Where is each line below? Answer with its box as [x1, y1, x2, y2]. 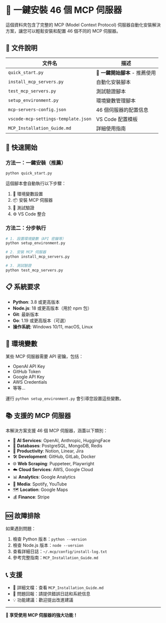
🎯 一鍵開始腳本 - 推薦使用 [96, 69, 156, 76]
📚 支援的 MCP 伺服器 [5, 411, 71, 420]
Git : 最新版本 [12, 311, 39, 317]
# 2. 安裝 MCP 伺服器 [5, 250, 46, 255]
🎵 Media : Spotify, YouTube [12, 481, 67, 487]
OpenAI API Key [12, 363, 45, 369]
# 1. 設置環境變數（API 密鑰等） [5, 236, 66, 241]
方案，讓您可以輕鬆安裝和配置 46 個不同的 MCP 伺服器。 [5, 28, 121, 34]
